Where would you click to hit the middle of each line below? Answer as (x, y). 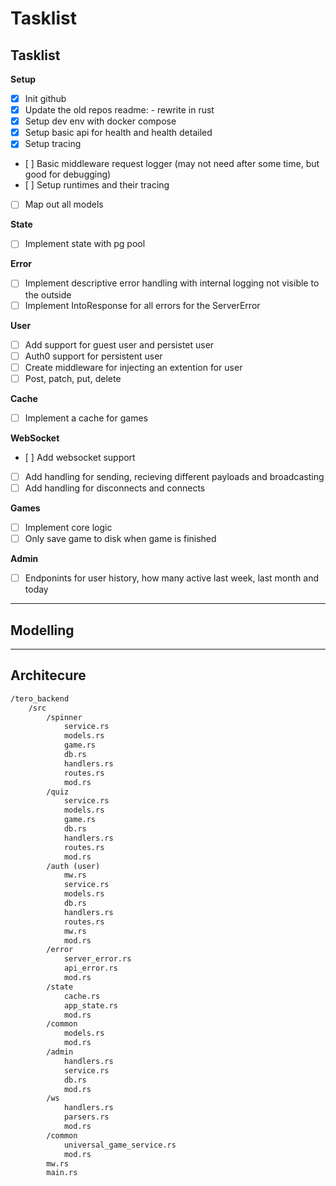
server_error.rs (97, 959)
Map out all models (64, 204)
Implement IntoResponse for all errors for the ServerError (142, 305)
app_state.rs (90, 1005)
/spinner (64, 717)
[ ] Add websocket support (80, 457)
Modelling (42, 630)
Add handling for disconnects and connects (115, 488)
